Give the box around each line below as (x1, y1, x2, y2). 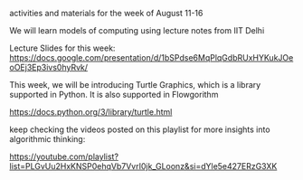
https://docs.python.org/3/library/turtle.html (9, 107, 173, 117)
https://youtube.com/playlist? (9, 151, 119, 162)
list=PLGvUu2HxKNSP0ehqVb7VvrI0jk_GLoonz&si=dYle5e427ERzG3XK (9, 161, 278, 171)
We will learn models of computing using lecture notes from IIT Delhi (9, 25, 265, 35)
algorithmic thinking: (9, 134, 86, 144)
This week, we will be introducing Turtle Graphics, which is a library (9, 80, 261, 90)
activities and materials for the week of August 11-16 (9, 8, 204, 18)
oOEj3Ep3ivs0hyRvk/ (9, 62, 89, 72)
